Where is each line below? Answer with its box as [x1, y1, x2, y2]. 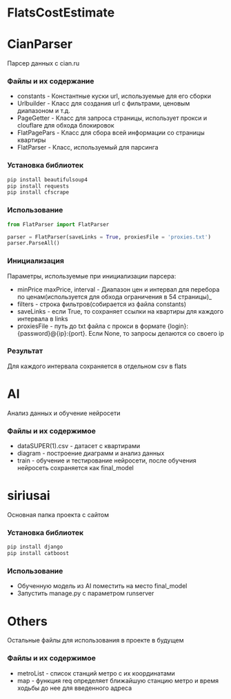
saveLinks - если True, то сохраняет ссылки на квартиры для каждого [17, 307, 224, 315]
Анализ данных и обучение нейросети [7, 409, 121, 417]
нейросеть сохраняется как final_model [17, 464, 134, 472]
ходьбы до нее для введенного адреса [17, 684, 132, 692]
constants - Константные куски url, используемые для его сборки [17, 92, 212, 101]
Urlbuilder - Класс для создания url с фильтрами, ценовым [17, 99, 190, 108]
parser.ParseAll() [7, 240, 60, 247]
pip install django [7, 543, 63, 551]
